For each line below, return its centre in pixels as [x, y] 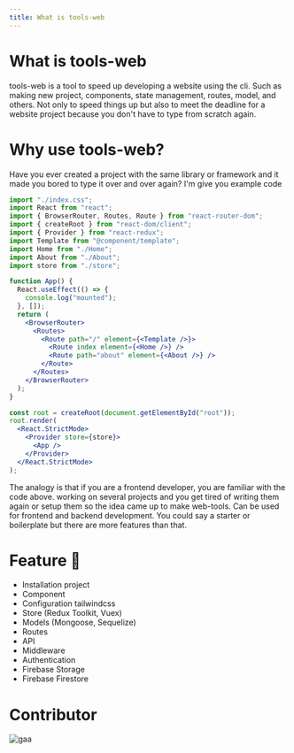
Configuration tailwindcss [69, 603]
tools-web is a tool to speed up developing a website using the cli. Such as [145, 86]
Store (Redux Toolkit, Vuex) [72, 613]
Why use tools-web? [87, 149]
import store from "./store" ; [65, 265]
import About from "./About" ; [65, 257]
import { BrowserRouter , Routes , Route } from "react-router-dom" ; [136, 216]
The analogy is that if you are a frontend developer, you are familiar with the [147, 487]
